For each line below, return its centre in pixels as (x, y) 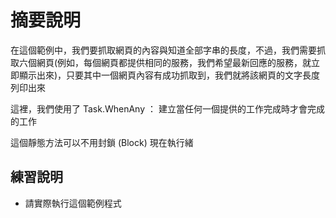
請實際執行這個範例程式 (73, 203)
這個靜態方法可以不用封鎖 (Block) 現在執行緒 (102, 142)
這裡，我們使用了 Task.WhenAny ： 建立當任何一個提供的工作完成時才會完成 (167, 108)
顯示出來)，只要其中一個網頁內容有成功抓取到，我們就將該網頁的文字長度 (169, 75)
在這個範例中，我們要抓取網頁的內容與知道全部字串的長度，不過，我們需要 (163, 50)
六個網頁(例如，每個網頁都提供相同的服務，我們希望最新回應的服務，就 (165, 62)
